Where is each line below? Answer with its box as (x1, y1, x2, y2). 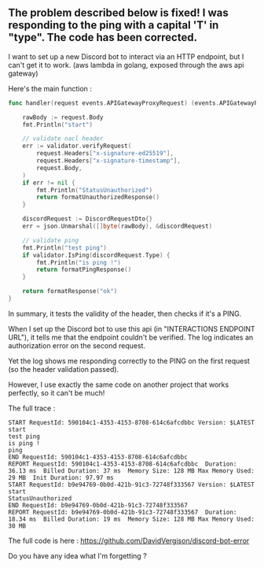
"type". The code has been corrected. (8, 31, 198, 44)
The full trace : (8, 403, 56, 413)
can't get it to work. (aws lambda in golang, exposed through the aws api (8, 60, 244, 69)
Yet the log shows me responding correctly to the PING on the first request (8, 356, 250, 366)
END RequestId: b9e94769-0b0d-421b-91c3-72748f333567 (8, 501, 189, 509)
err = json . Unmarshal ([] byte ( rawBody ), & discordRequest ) (22, 222, 213, 231)
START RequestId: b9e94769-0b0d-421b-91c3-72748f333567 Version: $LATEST (8, 481, 255, 488)
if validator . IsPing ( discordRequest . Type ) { (22, 251, 170, 259)
